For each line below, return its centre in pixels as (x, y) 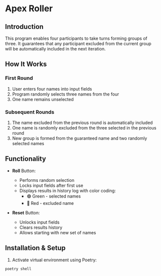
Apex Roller (29, 9)
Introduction (24, 27)
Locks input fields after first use (51, 185)
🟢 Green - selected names (54, 196)
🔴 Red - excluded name (50, 203)
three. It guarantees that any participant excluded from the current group (78, 44)
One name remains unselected (43, 99)
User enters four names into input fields (52, 89)
